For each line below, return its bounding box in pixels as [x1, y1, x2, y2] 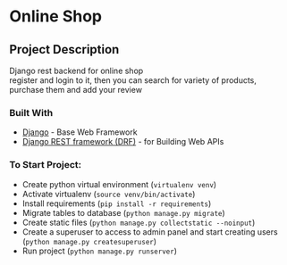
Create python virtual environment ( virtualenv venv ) [21, 178, 217, 189]
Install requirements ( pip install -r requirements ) [21, 198, 212, 209]
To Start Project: [9, 159, 82, 171]
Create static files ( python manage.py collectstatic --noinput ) [21, 217, 256, 228]
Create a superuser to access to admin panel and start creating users [21, 226, 279, 237]
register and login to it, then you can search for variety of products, [9, 75, 257, 86]
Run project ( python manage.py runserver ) [21, 245, 177, 256]
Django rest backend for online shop [9, 65, 144, 76]
